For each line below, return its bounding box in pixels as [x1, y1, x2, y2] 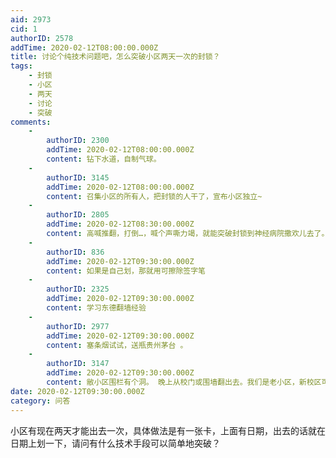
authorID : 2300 [46, 136, 110, 146]
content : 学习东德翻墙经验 [46, 303, 147, 313]
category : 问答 [10, 396, 71, 406]
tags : [10, 61, 33, 71]
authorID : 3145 [46, 172, 110, 183]
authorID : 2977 [46, 321, 110, 331]
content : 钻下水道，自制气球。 [46, 154, 162, 164]
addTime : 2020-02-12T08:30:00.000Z [46, 219, 195, 230]
